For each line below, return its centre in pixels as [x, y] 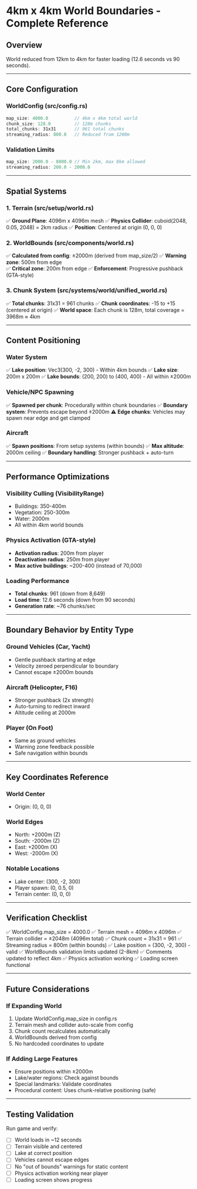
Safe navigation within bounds [51, 753]
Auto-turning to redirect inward [52, 706]
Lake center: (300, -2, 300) [47, 881]
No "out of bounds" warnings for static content [71, 1166]
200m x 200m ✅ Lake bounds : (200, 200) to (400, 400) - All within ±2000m [98, 377]
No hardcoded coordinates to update [59, 1044]
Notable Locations [33, 869]
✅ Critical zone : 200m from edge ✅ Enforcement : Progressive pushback [95, 269]
